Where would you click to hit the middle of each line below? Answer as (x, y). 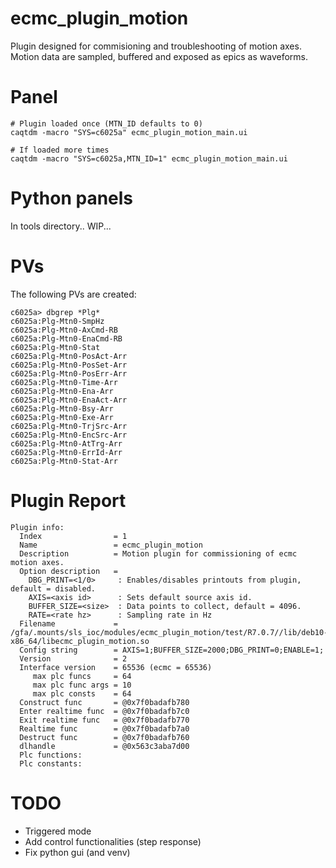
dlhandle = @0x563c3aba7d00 (104, 746)
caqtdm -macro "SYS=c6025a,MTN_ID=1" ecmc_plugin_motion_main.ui (149, 158)
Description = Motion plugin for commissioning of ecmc (158, 553)
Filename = (68, 623)
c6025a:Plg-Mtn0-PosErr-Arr (69, 373)
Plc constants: (51, 763)
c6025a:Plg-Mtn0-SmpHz (57, 321)
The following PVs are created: (73, 294)
